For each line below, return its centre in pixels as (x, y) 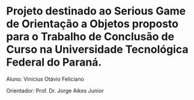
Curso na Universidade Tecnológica (97, 50)
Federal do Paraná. (54, 62)
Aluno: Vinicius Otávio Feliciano (45, 79)
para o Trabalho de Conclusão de (90, 37)
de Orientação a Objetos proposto (92, 24)
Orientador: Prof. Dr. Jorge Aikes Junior (55, 90)
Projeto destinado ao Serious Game (96, 11)
